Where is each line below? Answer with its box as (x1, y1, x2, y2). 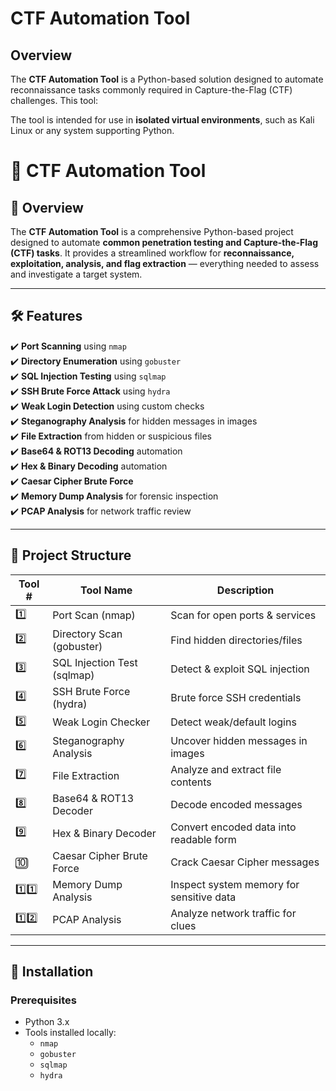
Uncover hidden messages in (170, 733, 308, 747)
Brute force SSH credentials (170, 690, 302, 704)
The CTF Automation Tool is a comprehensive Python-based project (10, 226, 294, 237)
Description (216, 583, 275, 597)
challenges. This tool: (10, 95, 99, 106)
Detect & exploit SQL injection (170, 662, 310, 676)
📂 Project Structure (10, 547, 132, 564)
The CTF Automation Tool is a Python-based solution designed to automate (10, 73, 324, 85)
